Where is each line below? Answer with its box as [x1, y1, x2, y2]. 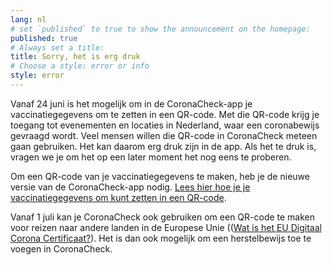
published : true [10, 33, 78, 43]
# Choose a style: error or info [10, 61, 150, 71]
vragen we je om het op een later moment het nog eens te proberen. [10, 151, 292, 163]
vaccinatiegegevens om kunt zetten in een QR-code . [10, 191, 227, 203]
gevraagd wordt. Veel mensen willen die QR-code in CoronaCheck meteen [10, 129, 318, 141]
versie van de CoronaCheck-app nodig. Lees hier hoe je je [10, 181, 251, 193]
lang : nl [10, 14, 47, 25]
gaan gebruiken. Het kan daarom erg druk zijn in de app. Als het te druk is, [10, 140, 317, 152]
